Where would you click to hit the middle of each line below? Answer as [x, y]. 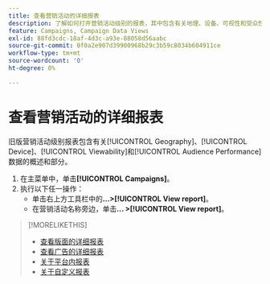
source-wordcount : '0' [46, 61]
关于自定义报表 [65, 271]
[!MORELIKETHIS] [57, 224]
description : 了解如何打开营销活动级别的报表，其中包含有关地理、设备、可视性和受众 [133, 23]
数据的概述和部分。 [40, 161]
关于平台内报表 [65, 261]
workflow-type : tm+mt [45, 53]
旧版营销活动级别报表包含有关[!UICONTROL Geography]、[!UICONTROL [128, 141]
